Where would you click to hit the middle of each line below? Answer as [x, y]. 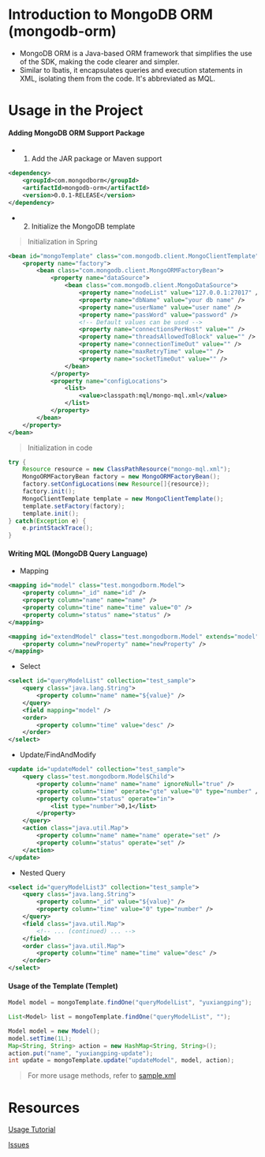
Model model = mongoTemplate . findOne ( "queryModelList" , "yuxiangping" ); [130, 1003]
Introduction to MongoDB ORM [110, 15]
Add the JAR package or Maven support [97, 159]
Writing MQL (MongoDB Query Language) [78, 553]
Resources [44, 1108]
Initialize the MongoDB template [83, 226]
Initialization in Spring [62, 241]
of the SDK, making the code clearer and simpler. [99, 62]
